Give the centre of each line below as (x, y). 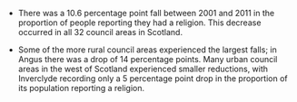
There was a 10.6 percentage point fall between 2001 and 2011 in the (146, 13)
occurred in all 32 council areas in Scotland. (100, 32)
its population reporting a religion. (81, 88)
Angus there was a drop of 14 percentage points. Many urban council (148, 59)
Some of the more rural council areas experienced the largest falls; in (147, 50)
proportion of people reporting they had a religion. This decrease (139, 23)
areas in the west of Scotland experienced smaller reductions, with (143, 69)
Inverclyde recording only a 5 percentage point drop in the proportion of (153, 79)
